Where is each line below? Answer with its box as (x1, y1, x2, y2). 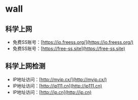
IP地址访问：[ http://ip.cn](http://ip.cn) (12, 89, 92, 95)
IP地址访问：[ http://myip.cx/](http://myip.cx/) (12, 76, 107, 82)
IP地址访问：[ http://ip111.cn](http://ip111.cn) (12, 83, 102, 89)
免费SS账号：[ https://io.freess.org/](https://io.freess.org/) (12, 39, 133, 45)
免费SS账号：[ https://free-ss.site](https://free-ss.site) (12, 45, 125, 52)
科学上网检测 (5, 62, 46, 70)
